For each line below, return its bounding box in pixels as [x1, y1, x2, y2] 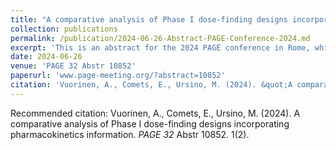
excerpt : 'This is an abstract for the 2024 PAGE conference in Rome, [10, 42, 311, 53]
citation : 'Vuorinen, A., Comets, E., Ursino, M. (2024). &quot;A [10, 80, 293, 90]
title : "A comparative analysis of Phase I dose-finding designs [10, 14, 288, 25]
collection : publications [10, 24, 118, 34]
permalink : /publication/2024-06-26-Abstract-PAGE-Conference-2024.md [10, 33, 311, 43]
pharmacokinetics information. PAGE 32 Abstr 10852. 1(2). [10, 128, 250, 140]
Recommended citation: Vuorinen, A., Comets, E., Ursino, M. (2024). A [10, 107, 301, 119]
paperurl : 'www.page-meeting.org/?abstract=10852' [10, 71, 226, 81]
